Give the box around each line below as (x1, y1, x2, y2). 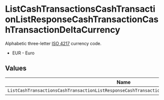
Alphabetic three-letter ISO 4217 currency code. (5, 40, 102, 46)
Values (5, 64, 27, 73)
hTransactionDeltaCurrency (5, 25, 121, 35)
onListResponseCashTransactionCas (5, 14, 159, 25)
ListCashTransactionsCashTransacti (5, 3, 155, 15)
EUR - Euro (12, 50, 35, 56)
